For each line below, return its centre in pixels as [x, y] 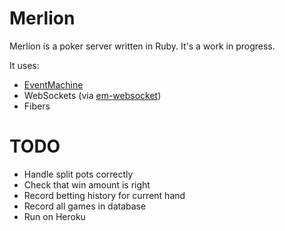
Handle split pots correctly [78, 174]
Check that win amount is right [87, 184]
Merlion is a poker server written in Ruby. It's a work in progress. [142, 46]
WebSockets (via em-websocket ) [92, 95]
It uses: [24, 65]
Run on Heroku [54, 216]
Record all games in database [85, 206]
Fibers [37, 106]
